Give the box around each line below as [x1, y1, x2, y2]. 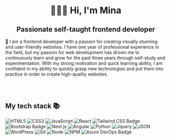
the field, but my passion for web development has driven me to [5, 50, 140, 55]
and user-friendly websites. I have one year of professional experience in [5, 44, 159, 50]
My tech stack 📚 [5, 102, 60, 110]
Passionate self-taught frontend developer [16, 25, 156, 34]
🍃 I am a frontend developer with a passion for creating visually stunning [5, 38, 158, 44]
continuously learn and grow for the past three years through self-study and [5, 55, 165, 61]
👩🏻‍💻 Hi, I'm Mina [50, 5, 122, 16]
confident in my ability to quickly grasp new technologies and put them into [5, 66, 164, 72]
